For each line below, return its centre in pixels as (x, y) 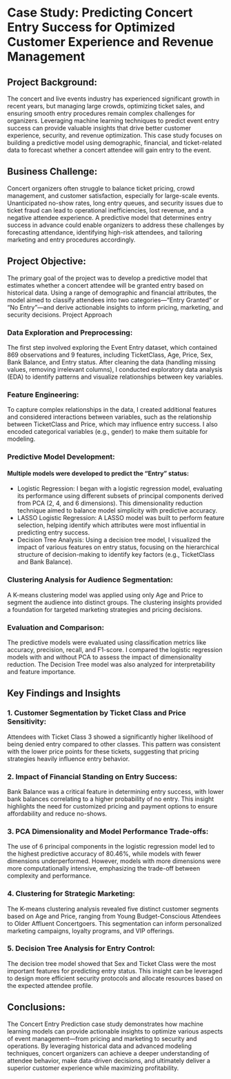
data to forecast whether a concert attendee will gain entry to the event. (109, 150)
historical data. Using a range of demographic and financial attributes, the (112, 293)
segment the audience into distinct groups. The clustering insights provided (114, 602)
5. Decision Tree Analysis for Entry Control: (81, 949)
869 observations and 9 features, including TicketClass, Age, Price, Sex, (110, 355)
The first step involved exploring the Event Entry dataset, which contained (112, 347)
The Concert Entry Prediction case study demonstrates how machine (105, 1024)
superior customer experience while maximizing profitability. (93, 1068)
